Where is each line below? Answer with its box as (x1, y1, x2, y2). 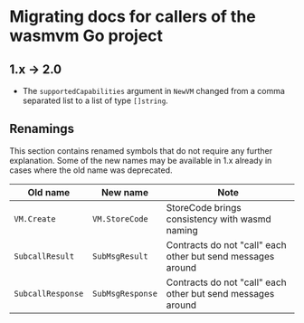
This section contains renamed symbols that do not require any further (9, 145, 273, 156)
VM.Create (14, 214, 56, 223)
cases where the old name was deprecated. (9, 165, 174, 176)
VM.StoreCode (91, 214, 148, 223)
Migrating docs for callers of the (9, 6, 256, 27)
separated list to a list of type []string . (22, 95, 169, 106)
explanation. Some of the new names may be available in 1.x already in (9, 155, 272, 166)
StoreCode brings (166, 201, 242, 214)
